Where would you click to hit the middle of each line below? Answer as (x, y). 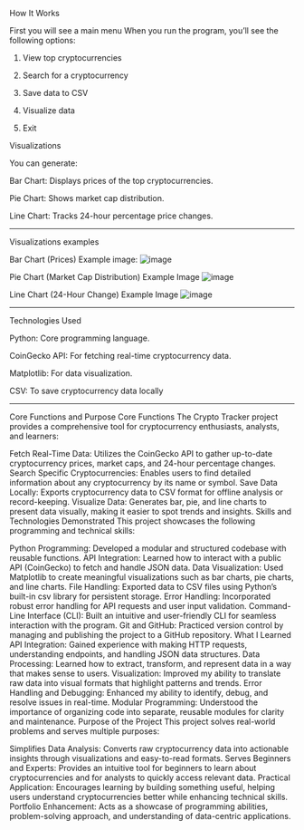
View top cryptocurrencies (72, 58)
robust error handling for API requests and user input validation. (128, 606)
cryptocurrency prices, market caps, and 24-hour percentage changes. (142, 463)
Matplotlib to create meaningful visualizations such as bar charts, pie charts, (152, 577)
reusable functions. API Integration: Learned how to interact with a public (146, 558)
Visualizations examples (54, 242)
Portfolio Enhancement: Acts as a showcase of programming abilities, (139, 806)
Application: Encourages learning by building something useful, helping (142, 787)
